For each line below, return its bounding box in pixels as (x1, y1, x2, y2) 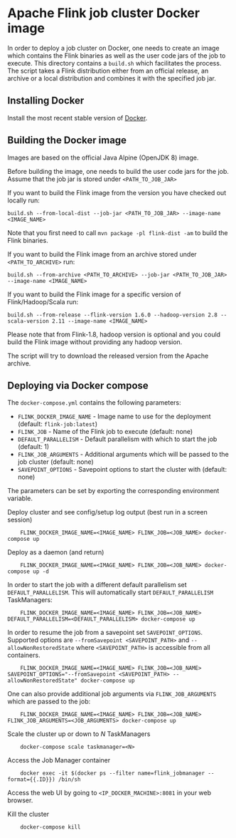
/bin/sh (58, 776, 81, 783)
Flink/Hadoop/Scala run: (7, 297, 79, 306)
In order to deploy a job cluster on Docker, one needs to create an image (7, 43, 220, 52)
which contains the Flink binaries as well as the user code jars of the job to (7, 51, 226, 60)
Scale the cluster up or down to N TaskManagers (7, 730, 151, 738)
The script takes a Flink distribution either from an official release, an (7, 66, 209, 75)
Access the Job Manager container (7, 756, 111, 765)
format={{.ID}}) (7, 776, 55, 783)
